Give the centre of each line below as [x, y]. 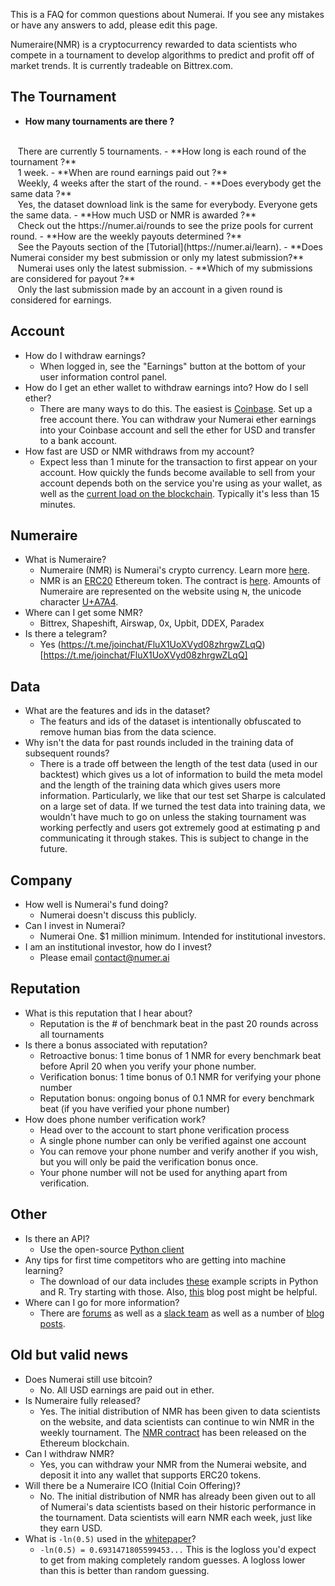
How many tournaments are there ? [99, 121]
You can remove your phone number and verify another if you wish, [179, 1151]
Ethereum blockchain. [84, 1443]
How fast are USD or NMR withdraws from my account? [139, 451]
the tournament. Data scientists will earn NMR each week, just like [176, 1517]
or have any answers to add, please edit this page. [114, 25]
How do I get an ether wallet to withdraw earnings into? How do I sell [166, 387]
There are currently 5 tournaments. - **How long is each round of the [162, 151]
